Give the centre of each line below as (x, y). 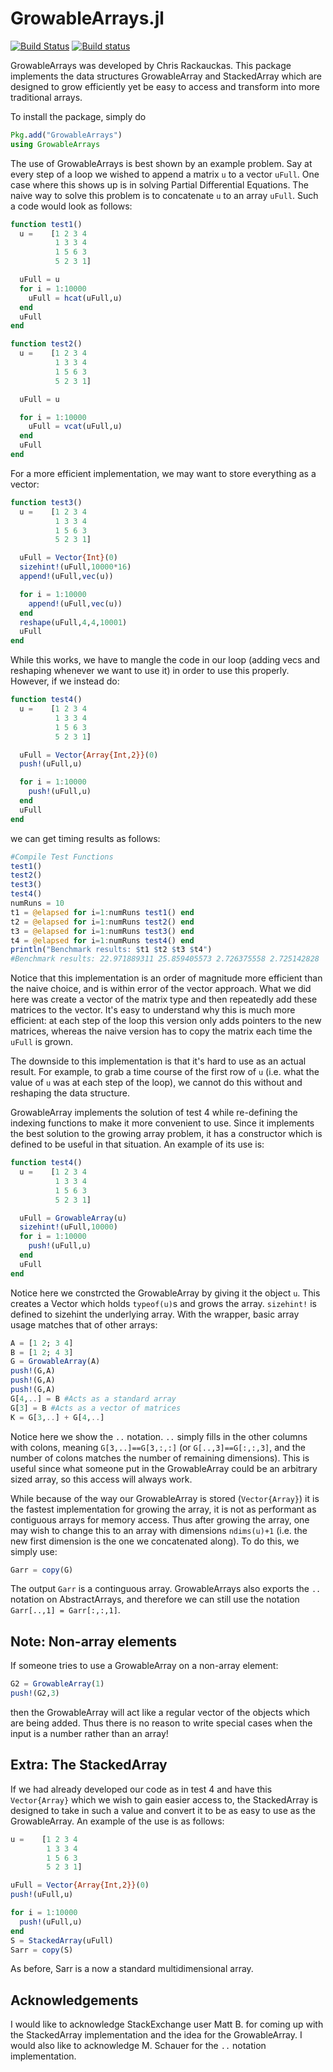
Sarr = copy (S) (42, 1950)
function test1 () (46, 224)
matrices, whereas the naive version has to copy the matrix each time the (161, 1031)
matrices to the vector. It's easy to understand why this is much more (153, 1010)
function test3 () (46, 502)
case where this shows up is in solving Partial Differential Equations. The (159, 184)
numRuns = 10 (37, 903)
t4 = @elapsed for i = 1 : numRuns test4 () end (102, 940)
